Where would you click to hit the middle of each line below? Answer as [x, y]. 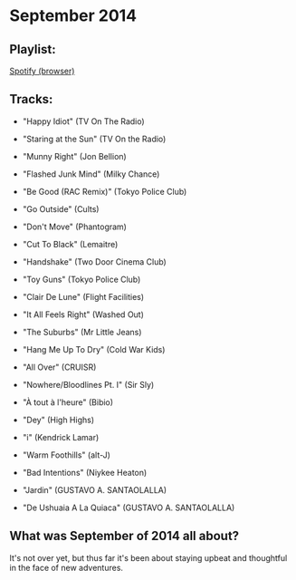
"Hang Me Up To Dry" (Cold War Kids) [94, 349]
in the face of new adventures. [67, 567]
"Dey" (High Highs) [58, 420]
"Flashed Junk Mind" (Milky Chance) [91, 174]
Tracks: [31, 99]
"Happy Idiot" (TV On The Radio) [83, 121]
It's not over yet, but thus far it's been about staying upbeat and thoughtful [148, 557]
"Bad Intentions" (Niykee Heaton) [85, 472]
